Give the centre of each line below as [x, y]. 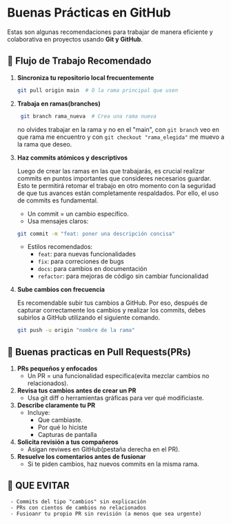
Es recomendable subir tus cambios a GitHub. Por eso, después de [112, 303]
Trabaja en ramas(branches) [59, 103]
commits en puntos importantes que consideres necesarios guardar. [114, 178]
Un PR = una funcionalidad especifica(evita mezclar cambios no [118, 376]
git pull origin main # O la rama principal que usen [98, 90]
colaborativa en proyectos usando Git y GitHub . [75, 39]
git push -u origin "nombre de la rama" [76, 330]
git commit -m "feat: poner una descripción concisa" [96, 234]
